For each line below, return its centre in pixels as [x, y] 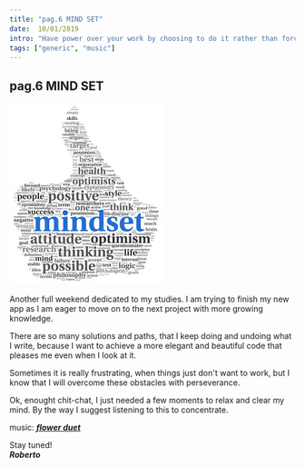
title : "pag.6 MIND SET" [56, 19]
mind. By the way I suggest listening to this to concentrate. [119, 410]
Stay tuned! [31, 445]
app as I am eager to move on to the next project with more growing [136, 309]
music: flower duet [45, 428]
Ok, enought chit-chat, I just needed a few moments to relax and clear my [147, 401]
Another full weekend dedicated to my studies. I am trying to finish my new [149, 299]
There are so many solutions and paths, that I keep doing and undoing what [151, 336]
